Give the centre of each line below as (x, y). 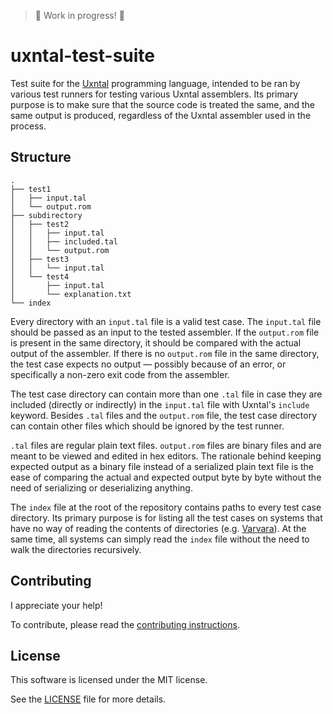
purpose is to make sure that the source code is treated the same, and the (163, 104)
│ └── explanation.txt (71, 294)
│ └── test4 (40, 276)
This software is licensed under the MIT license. (109, 680)
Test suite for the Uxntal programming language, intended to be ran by (155, 83)
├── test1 (31, 189)
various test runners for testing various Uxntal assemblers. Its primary (154, 94)
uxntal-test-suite (83, 56)
